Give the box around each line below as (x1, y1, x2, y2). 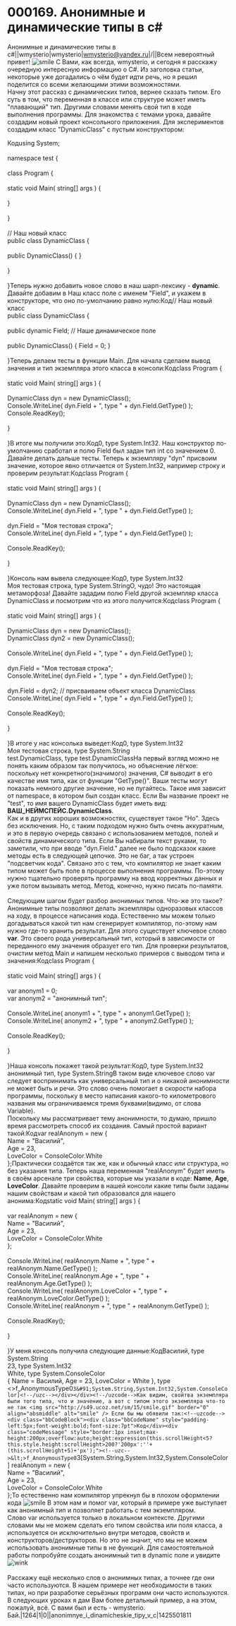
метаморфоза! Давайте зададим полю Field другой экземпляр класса (7, 589, 218, 597)
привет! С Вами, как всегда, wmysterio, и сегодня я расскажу (7, 57, 218, 66)
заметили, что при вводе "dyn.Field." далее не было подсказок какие (7, 844, 216, 852)
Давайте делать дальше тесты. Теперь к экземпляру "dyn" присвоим (7, 453, 217, 462)
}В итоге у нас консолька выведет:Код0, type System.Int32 (7, 739, 184, 747)
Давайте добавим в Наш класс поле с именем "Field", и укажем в (7, 289, 206, 297)
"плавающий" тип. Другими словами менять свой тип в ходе (7, 102, 192, 111)
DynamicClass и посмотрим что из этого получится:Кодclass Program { (7, 596, 221, 604)
